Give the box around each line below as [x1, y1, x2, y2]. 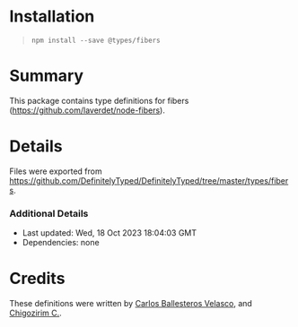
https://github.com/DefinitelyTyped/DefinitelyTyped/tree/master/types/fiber [9, 175, 289, 185]
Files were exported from [9, 166, 102, 176]
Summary [9, 65, 83, 86]
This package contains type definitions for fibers [9, 95, 189, 106]
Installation [9, 6, 95, 27]
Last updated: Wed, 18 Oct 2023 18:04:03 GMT [22, 228, 197, 238]
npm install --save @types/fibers [31, 36, 161, 45]
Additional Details [9, 207, 89, 219]
